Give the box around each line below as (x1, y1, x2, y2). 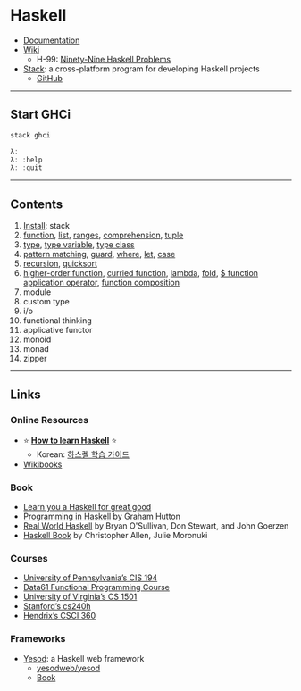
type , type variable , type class (22, 239, 135, 250)
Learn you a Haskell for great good (22, 502, 152, 512)
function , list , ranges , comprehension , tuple (22, 229, 184, 241)
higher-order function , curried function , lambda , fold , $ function (22, 268, 258, 279)
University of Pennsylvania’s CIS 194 (22, 572, 158, 583)
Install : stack (22, 221, 71, 231)
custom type (22, 296, 70, 307)
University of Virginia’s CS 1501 (22, 591, 138, 603)
